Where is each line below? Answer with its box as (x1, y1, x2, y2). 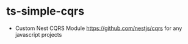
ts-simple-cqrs (6, 4, 84, 18)
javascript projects (15, 31, 62, 38)
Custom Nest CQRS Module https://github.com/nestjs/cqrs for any (15, 24, 183, 32)
